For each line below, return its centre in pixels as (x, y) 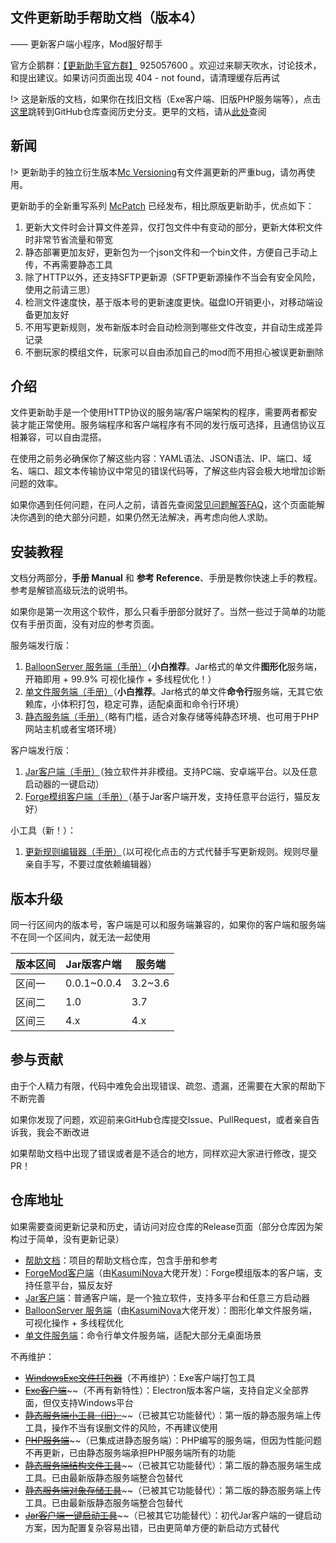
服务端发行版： (41, 645)
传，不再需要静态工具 (68, 264)
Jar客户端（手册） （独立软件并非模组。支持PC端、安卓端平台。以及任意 (171, 772)
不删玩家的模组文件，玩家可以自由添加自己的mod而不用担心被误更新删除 (174, 352)
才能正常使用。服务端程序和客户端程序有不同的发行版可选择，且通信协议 (167, 425)
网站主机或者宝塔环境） (73, 729)
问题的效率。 (36, 484)
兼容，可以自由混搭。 (62, 437)
